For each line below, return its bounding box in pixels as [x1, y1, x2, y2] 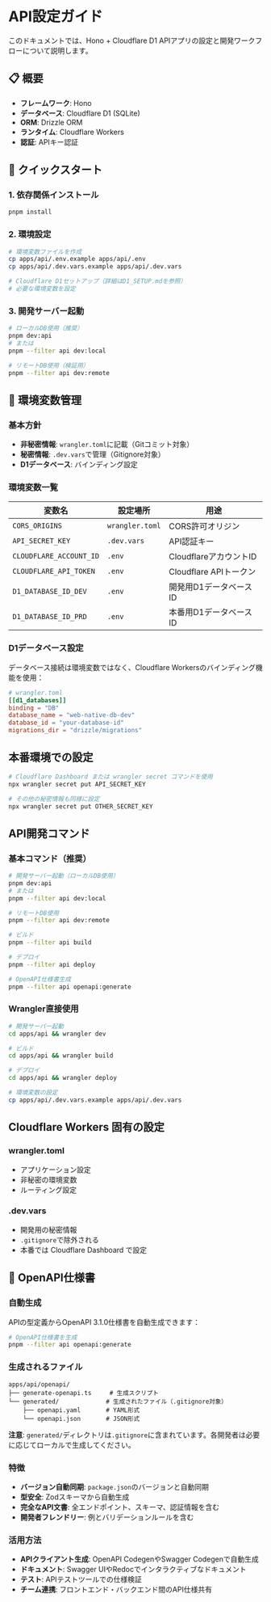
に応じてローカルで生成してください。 [8, 1440, 135, 1449]
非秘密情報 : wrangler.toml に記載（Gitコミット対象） [19, 440, 194, 449]
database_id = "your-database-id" [8, 719, 125, 727]
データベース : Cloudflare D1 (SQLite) [19, 108, 141, 118]
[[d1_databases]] [8, 696, 67, 704]
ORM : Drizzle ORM [19, 117, 83, 127]
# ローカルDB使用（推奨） [8, 324, 83, 332]
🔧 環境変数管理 [8, 393, 82, 407]
